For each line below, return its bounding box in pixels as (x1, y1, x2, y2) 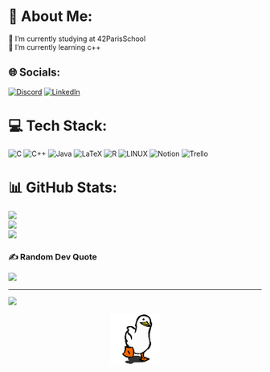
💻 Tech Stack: (8, 117, 108, 135)
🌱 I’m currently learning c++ (8, 42, 101, 51)
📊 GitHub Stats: (8, 178, 118, 196)
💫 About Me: (8, 7, 93, 26)
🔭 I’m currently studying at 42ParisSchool (8, 34, 146, 43)
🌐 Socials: (8, 66, 61, 80)
